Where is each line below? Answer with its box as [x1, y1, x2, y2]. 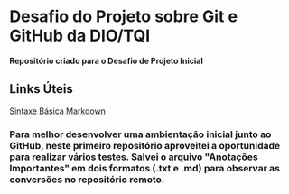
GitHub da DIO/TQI [9, 25, 151, 46]
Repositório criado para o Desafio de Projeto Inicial [9, 55, 203, 66]
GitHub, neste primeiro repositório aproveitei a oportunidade [9, 139, 281, 152]
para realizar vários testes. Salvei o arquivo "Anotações [9, 151, 259, 163]
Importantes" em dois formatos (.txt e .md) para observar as [9, 162, 280, 174]
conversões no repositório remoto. [9, 173, 165, 186]
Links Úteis [9, 81, 74, 97]
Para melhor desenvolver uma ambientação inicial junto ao [9, 128, 272, 141]
